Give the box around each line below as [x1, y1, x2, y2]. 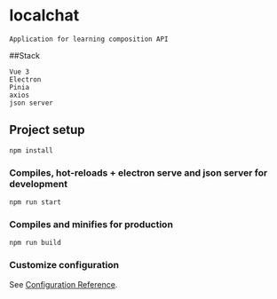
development [9, 177, 68, 190]
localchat [9, 5, 80, 26]
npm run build [9, 239, 62, 248]
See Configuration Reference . [9, 279, 118, 289]
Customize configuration [9, 259, 120, 271]
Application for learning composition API [9, 35, 169, 43]
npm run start [9, 198, 62, 207]
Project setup [9, 122, 86, 138]
